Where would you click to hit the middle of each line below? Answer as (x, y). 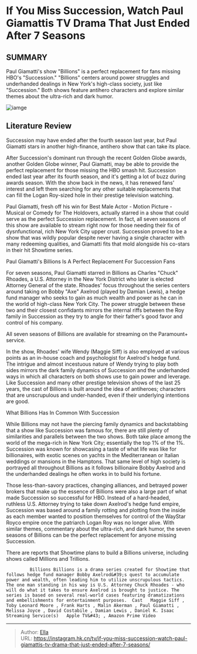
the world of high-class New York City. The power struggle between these (96, 304)
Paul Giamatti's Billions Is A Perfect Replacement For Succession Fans (91, 261)
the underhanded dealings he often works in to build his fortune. (84, 474)
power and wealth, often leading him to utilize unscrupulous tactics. (95, 580)
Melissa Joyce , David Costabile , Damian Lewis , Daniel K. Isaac (90, 611)
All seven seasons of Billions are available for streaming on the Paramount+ (97, 334)
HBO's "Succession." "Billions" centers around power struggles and (88, 78)
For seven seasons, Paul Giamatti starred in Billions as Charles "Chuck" (92, 272)
